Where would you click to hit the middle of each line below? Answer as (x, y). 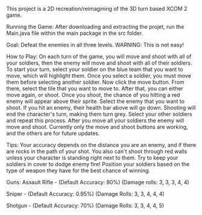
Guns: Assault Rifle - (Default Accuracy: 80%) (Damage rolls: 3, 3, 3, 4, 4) (98, 182)
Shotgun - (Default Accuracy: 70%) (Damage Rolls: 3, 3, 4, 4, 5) (85, 205)
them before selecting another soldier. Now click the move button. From (96, 82)
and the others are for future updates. (53, 133)
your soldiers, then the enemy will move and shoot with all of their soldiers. (99, 63)
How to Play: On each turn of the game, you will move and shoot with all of (99, 56)
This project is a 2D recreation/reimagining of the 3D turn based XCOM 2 (97, 9)
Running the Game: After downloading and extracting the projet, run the (95, 27)
